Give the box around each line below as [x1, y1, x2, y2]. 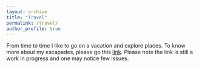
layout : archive [6, 8, 47, 15]
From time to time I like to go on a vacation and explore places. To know [6, 42, 186, 49]
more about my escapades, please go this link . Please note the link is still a [6, 49, 193, 56]
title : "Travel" [6, 14, 47, 20]
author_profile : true [6, 25, 61, 32]
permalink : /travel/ [6, 20, 59, 26]
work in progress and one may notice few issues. [6, 55, 129, 62]
